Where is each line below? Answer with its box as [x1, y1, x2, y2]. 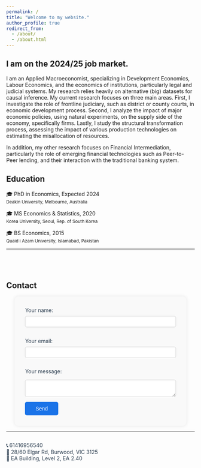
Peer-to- [163, 150, 184, 157]
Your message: [25, 368, 62, 375]
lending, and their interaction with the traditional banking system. [19, 157, 179, 164]
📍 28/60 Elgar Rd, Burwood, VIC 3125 [6, 448, 99, 455]
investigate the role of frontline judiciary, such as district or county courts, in [6, 100, 194, 107]
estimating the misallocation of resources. [6, 132, 109, 139]
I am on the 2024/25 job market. [6, 59, 129, 69]
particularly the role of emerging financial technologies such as [6, 150, 162, 157]
